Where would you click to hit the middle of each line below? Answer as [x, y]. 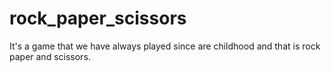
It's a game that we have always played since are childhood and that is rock [165, 46]
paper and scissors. [50, 56]
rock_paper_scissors [98, 18]
